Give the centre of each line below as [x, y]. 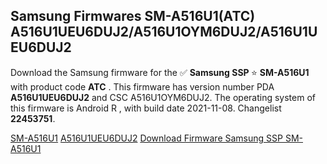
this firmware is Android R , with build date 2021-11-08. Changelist [146, 108]
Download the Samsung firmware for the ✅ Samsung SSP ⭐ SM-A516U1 [160, 72]
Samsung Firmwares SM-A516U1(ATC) [133, 16]
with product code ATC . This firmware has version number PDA [142, 86]
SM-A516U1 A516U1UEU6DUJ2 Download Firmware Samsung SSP [146, 138]
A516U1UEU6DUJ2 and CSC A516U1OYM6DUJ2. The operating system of [163, 97]
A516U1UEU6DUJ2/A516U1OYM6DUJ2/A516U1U [164, 32]
